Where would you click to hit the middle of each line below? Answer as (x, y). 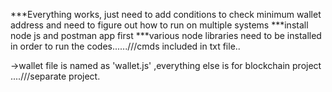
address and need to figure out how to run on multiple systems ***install (159, 25)
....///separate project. (55, 76)
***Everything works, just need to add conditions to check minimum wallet (166, 14)
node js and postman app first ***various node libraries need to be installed (166, 35)
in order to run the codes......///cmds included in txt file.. (125, 46)
